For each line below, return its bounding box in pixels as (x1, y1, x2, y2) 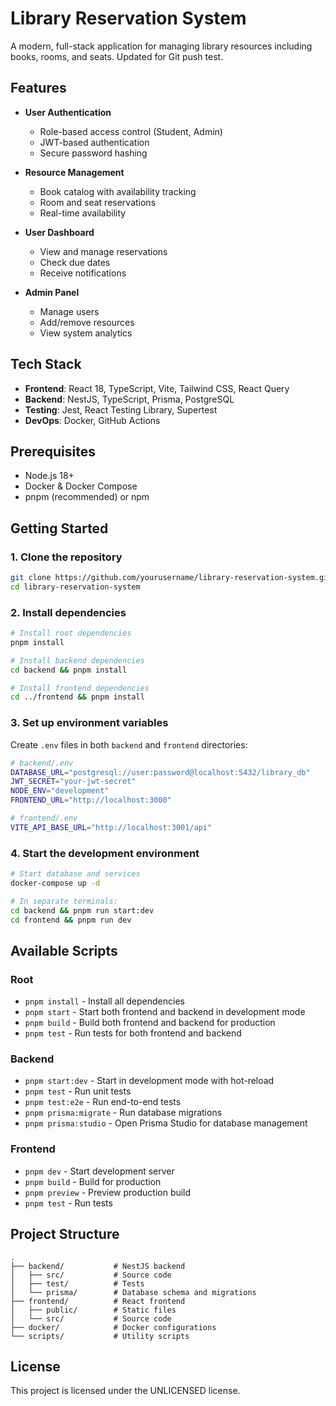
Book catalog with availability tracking (39, 185, 197, 197)
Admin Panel (24, 286, 80, 298)
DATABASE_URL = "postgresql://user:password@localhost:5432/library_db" (10, 767, 311, 777)
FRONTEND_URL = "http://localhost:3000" (10, 795, 172, 806)
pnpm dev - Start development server (24, 1165, 175, 1177)
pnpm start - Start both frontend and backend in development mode (24, 1006, 306, 1018)
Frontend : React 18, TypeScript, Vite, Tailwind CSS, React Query (24, 382, 290, 394)
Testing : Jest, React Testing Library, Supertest (24, 403, 218, 416)
